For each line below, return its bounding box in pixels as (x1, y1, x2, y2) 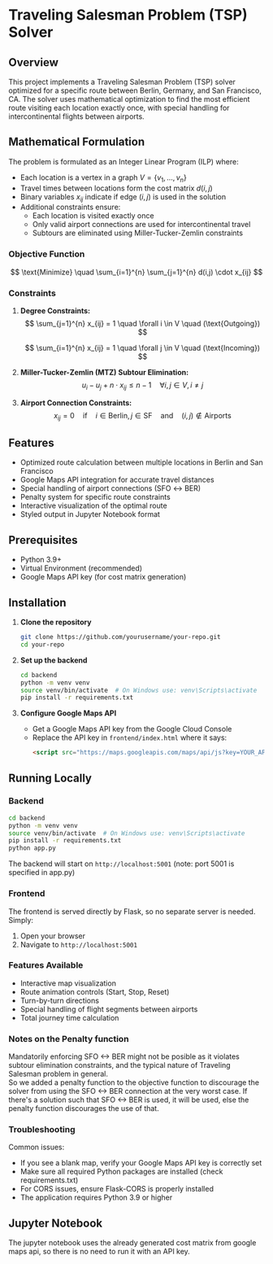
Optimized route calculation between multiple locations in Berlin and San (19, 457, 263, 467)
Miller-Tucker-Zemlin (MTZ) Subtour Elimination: (19, 368, 189, 377)
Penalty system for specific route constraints (19, 492, 171, 502)
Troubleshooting (8, 1124, 76, 1135)
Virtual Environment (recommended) (19, 563, 143, 573)
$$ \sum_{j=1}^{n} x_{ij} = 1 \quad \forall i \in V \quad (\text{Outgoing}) (24, 319, 261, 328)
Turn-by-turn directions (19, 995, 100, 1005)
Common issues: (8, 1142, 65, 1152)
